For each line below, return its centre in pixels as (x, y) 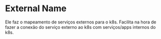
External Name (36, 9)
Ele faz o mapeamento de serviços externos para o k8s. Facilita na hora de (81, 22)
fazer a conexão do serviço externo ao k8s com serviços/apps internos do (80, 27)
